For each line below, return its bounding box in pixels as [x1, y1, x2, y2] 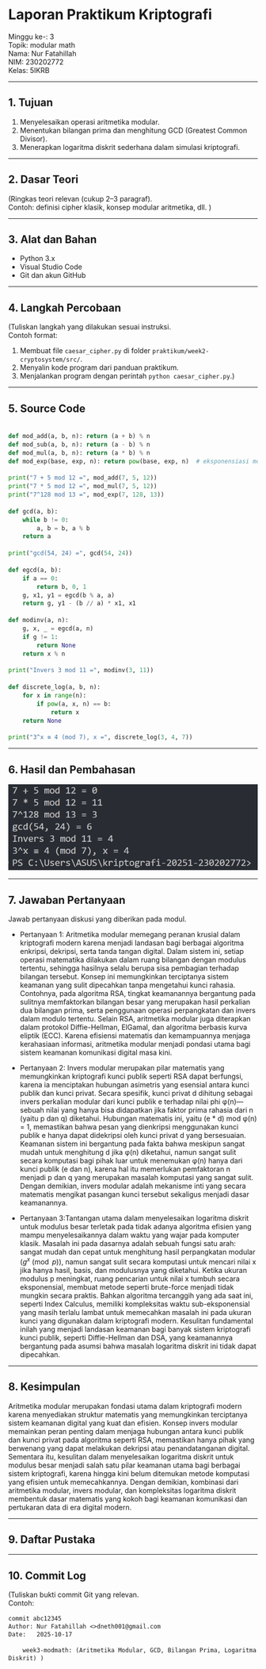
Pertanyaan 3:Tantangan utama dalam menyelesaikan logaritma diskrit [19, 1213, 249, 1223]
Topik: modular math [8, 40, 75, 49]
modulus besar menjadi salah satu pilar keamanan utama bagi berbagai [8, 1460, 241, 1470]
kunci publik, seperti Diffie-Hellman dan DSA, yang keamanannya [19, 1333, 234, 1342]
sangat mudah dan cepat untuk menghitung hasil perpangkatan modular [19, 1248, 256, 1257]
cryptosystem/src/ [19, 356, 81, 364]
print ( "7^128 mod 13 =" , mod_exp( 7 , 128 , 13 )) [8, 490, 165, 498]
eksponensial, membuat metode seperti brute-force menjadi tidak [19, 1282, 234, 1291]
